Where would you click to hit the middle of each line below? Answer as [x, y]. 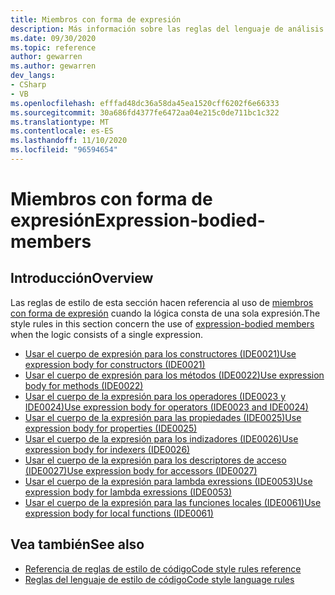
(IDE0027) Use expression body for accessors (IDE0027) [141, 470]
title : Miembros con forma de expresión [96, 19]
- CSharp [28, 85]
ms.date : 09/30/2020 [53, 38]
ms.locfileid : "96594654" [64, 150]
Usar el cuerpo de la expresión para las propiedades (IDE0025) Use [163, 417]
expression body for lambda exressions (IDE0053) [128, 492]
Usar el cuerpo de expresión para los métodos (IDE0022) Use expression [174, 375]
